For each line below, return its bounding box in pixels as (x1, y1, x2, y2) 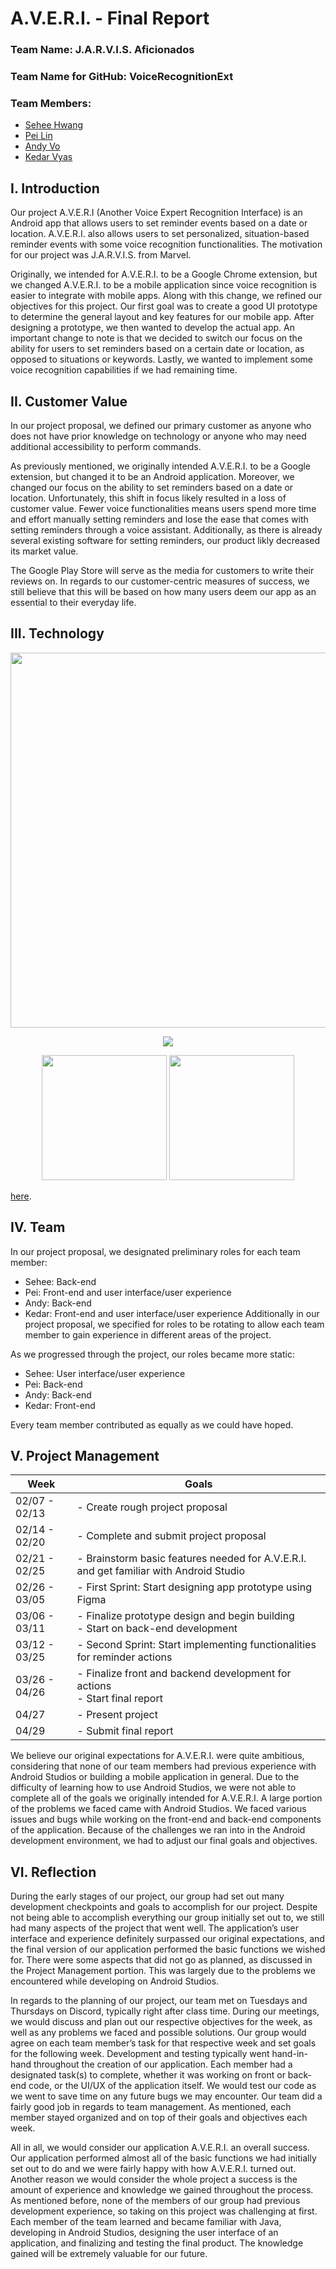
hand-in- (271, 2048, 308, 2060)
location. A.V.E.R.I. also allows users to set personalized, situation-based (10, 228, 310, 240)
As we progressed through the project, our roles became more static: (10, 1348, 295, 1360)
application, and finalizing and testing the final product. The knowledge (10, 2237, 304, 2249)
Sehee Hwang (24, 119, 84, 131)
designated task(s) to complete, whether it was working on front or (10, 2069, 286, 2081)
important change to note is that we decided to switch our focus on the (10, 332, 303, 344)
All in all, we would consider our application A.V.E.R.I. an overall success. (10, 2142, 310, 2154)
